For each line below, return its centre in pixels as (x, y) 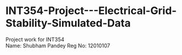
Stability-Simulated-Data (68, 23)
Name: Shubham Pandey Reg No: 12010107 (58, 46)
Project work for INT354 (35, 39)
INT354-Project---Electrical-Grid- (91, 11)
